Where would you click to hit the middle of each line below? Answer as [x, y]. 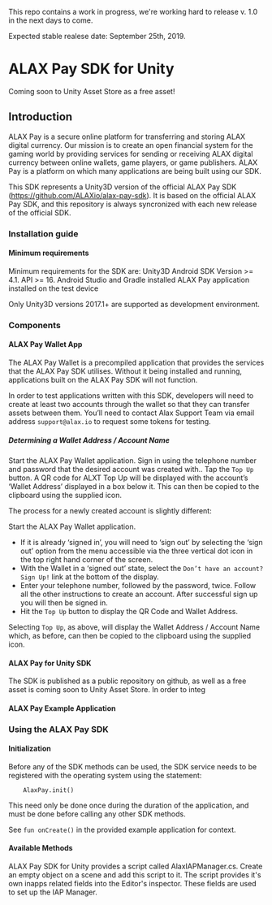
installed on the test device [54, 288]
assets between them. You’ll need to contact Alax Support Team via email [132, 413]
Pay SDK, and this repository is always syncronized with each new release [133, 204]
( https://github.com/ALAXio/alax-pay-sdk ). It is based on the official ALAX [132, 195]
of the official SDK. [40, 212]
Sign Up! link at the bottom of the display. [90, 577]
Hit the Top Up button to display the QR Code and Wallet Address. [129, 611]
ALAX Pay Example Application [62, 708]
